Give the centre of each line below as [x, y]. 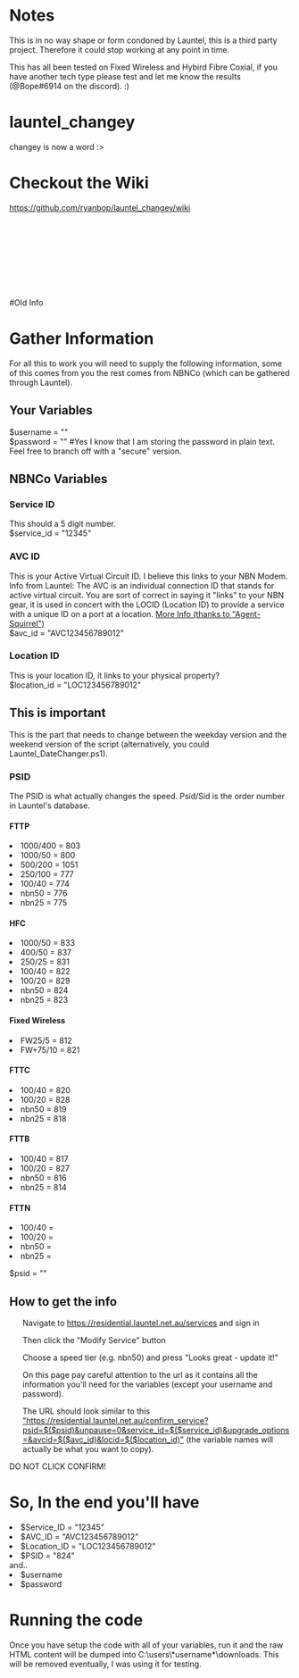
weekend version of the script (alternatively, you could [109, 744]
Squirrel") [27, 623]
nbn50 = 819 [44, 1109]
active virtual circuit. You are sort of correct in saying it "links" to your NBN [147, 595]
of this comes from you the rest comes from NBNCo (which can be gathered [149, 372]
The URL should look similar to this [86, 1411]
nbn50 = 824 [45, 990]
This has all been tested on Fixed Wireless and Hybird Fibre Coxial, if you [144, 67]
